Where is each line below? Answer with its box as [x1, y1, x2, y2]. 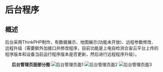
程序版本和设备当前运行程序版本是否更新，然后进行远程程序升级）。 [5, 52, 140, 57]
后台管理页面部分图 [11, 62, 50, 67]
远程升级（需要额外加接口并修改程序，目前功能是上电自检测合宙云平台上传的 [5, 45, 159, 51]
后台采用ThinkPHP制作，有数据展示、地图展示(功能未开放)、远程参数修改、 [5, 39, 156, 45]
